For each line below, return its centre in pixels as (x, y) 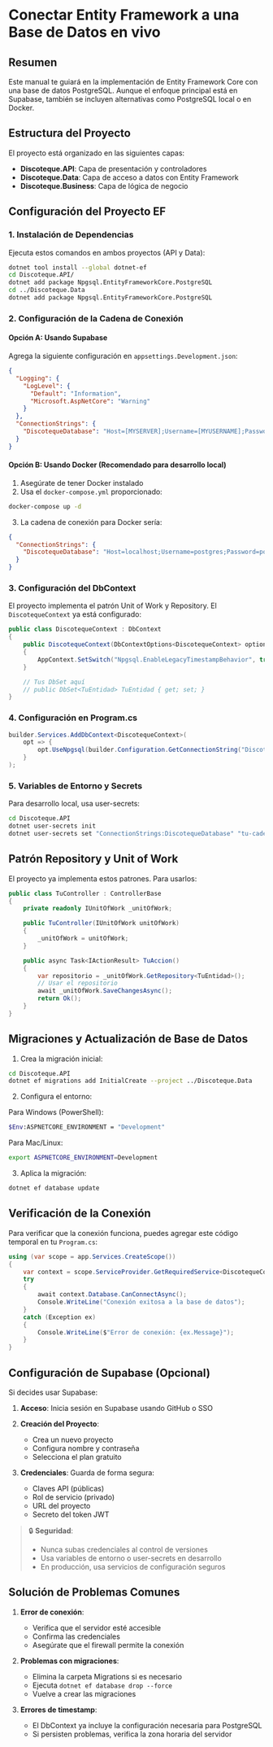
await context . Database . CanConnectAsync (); (112, 1295)
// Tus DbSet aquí (54, 682)
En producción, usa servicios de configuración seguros (133, 1566)
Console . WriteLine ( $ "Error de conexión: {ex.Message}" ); (136, 1332)
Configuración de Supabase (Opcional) (110, 1373)
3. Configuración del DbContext (72, 588)
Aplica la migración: (53, 1173)
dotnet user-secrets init (52, 826)
